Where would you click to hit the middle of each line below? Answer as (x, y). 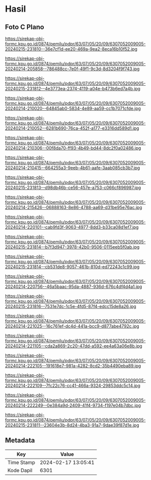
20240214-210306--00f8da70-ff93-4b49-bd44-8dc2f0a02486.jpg (73, 148)
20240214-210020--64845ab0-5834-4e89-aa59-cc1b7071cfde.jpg (73, 108)
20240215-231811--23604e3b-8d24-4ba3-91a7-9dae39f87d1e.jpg (72, 425)
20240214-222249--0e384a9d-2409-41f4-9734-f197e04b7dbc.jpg (73, 405)
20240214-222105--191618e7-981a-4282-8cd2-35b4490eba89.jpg (73, 366)
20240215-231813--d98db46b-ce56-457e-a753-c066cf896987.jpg (73, 188)
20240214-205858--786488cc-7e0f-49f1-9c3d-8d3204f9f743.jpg (72, 69)
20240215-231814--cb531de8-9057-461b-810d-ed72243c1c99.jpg (72, 267)
